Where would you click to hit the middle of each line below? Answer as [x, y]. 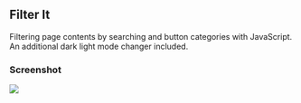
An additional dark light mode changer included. [99, 46]
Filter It [30, 15]
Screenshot [35, 70]
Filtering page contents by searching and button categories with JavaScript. [151, 36]
